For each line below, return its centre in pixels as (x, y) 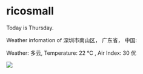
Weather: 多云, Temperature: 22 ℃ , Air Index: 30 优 (71, 53)
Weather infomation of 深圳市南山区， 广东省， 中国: (72, 40)
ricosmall (30, 11)
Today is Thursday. (30, 28)
